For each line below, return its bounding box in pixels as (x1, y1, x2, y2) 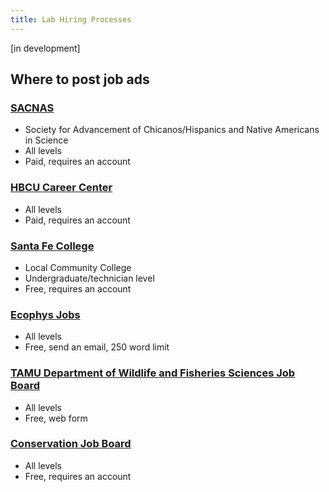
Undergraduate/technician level (24, 272, 155, 284)
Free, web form (24, 412, 88, 424)
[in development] (10, 42, 81, 54)
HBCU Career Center (10, 181, 113, 195)
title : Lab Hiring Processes (10, 14, 132, 25)
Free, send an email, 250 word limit (24, 341, 170, 353)
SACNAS (10, 101, 55, 115)
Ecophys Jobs (10, 307, 81, 321)
